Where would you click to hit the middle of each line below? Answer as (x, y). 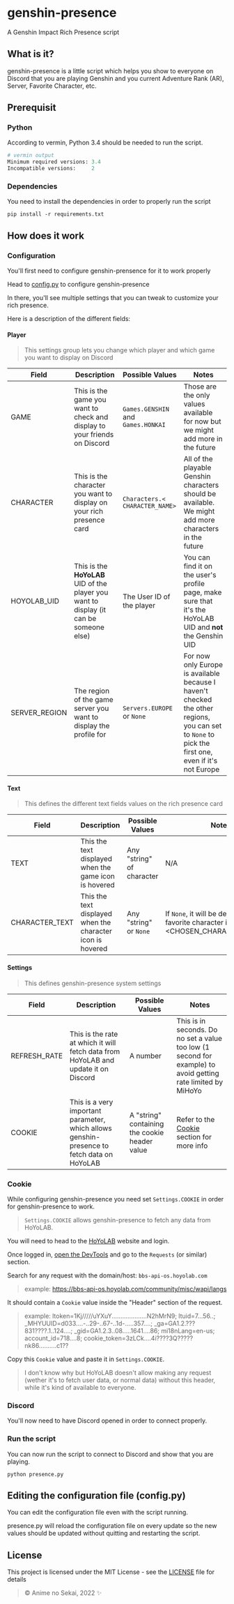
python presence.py (36, 1474)
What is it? (31, 54)
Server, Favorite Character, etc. (52, 86)
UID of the (91, 584)
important (85, 1111)
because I (200, 682)
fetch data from (95, 1051)
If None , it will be (191, 914)
